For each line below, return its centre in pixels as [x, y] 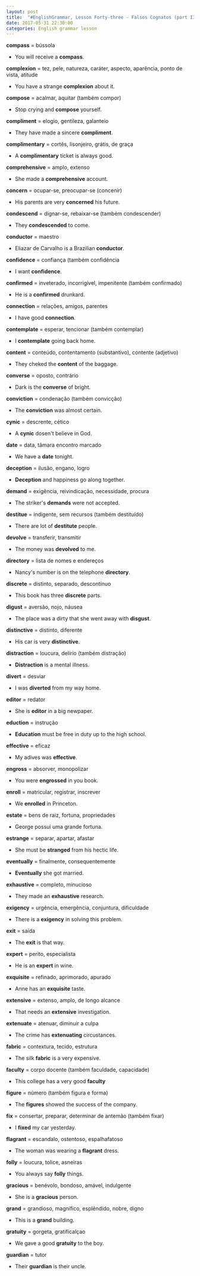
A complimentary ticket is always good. [64, 156]
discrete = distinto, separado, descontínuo [59, 584]
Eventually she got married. [49, 873]
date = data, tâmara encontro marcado [54, 445]
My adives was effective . [46, 757]
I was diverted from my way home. [58, 688]
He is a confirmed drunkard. [50, 295]
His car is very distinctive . [47, 642]
